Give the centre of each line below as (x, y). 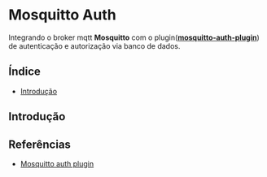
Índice (24, 72)
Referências (40, 144)
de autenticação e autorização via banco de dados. (94, 45)
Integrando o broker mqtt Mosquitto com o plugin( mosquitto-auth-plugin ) (134, 37)
